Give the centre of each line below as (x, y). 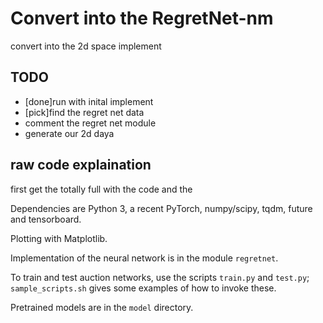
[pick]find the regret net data (84, 112)
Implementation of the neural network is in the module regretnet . (144, 258)
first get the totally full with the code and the (101, 189)
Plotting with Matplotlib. (59, 238)
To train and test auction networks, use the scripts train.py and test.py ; (160, 277)
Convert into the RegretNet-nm (142, 18)
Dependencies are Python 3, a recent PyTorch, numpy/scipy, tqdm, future (161, 208)
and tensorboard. (46, 219)
